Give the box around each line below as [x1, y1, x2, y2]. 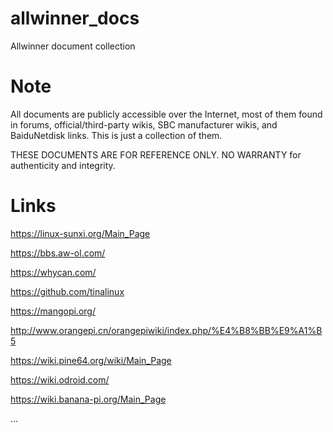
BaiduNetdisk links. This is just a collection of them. [10, 129, 223, 141]
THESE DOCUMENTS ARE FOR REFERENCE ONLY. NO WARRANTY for [10, 148, 302, 161]
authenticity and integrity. [10, 159, 116, 171]
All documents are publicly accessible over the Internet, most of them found [10, 108, 323, 120]
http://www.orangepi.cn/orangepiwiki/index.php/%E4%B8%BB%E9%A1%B [10, 324, 323, 336]
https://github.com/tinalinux [10, 285, 125, 297]
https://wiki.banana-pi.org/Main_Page [10, 393, 167, 405]
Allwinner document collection [10, 40, 136, 52]
